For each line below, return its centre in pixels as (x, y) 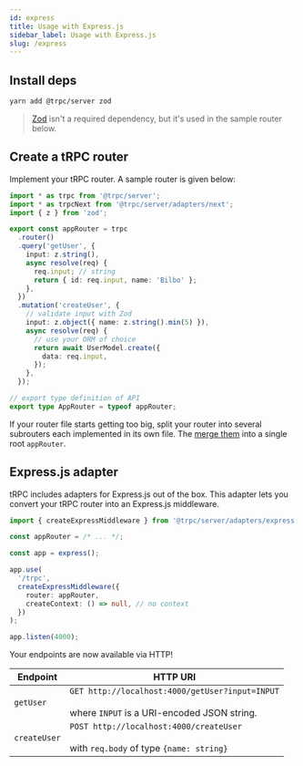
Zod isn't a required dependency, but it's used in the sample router (157, 119)
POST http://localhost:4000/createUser (156, 727)
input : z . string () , (63, 254)
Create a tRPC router (69, 157)
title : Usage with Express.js (67, 26)
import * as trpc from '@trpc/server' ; (85, 196)
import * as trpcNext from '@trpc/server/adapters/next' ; (121, 204)
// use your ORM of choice (85, 339)
